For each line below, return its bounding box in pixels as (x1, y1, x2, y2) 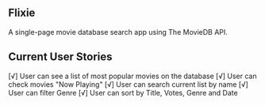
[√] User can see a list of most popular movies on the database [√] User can (8, 71, 257, 81)
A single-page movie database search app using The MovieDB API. (8, 27, 229, 36)
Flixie (8, 6, 36, 20)
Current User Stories (8, 51, 113, 64)
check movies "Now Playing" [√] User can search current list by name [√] (8, 79, 248, 89)
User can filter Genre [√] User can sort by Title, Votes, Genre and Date (8, 88, 238, 97)
